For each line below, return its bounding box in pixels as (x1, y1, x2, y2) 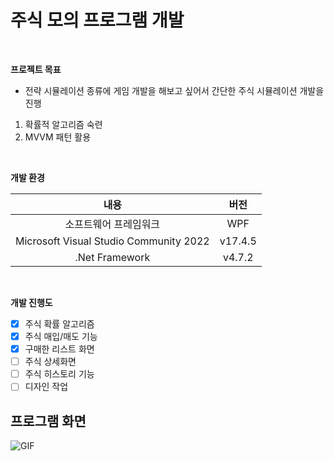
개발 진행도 (10, 296, 53, 308)
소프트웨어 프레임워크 (64, 217, 161, 231)
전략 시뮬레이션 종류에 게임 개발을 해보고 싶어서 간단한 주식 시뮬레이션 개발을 (24, 84, 325, 96)
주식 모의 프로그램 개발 (10, 9, 185, 32)
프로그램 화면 (10, 412, 87, 430)
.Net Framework (74, 250, 151, 264)
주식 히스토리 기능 (24, 368, 95, 380)
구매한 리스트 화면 (24, 343, 95, 355)
